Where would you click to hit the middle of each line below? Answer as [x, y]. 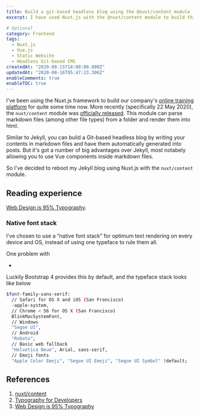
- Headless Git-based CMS [44, 61]
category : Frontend [30, 33]
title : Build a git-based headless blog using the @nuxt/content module [98, 12]
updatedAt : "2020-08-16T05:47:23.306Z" [56, 72]
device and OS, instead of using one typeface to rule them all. [82, 242]
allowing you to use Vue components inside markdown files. [80, 156]
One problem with [28, 254]
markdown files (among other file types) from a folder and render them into [98, 119]
